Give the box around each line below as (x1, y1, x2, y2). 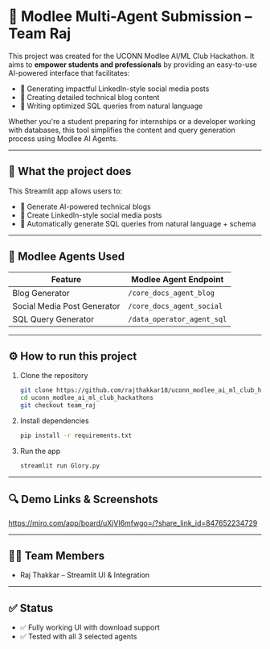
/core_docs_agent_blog (128, 288, 215, 297)
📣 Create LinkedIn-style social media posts (19, 210, 162, 220)
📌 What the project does (8, 164, 132, 178)
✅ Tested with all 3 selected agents (19, 632, 137, 642)
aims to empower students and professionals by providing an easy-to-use (8, 60, 257, 69)
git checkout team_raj (19, 401, 96, 410)
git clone (19, 386, 54, 394)
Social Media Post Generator (12, 300, 121, 311)
